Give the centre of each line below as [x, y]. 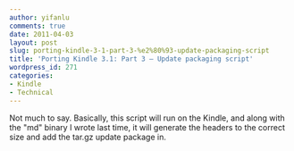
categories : [31, 76]
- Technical [31, 92]
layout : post [34, 42]
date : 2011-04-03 [42, 34]
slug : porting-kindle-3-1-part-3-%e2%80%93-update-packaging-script [139, 51]
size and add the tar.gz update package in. [88, 137]
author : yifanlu [39, 17]
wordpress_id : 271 [43, 68]
